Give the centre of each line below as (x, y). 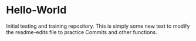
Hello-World (36, 10)
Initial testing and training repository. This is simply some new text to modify (98, 26)
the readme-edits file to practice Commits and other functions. (82, 32)
